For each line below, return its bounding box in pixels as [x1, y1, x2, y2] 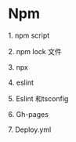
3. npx [8, 62, 29, 71]
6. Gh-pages [8, 109, 49, 118]
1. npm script [8, 31, 50, 40]
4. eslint [8, 78, 34, 87]
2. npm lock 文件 [8, 46, 62, 56]
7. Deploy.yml [8, 125, 52, 134]
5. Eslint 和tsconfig [8, 93, 69, 103]
